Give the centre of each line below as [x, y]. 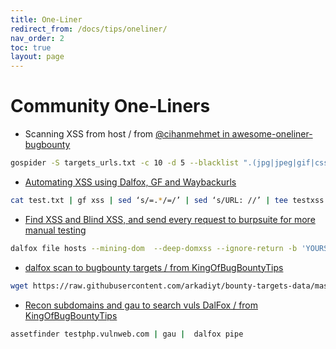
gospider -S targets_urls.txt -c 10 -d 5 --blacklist [125, 163]
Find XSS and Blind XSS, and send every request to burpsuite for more [170, 219]
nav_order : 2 [37, 38]
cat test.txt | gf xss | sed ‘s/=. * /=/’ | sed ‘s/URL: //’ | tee [149, 200]
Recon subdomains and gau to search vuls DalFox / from [141, 305]
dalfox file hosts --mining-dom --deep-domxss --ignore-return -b [154, 248]
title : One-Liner [46, 19]
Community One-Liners [110, 106]
